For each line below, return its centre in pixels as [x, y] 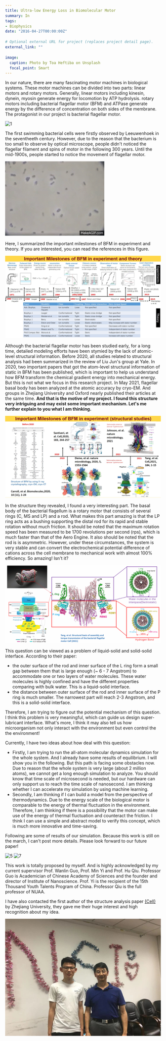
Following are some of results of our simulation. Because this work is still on [82, 835]
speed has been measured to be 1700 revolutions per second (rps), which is [83, 532]
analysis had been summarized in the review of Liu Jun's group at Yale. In [80, 362]
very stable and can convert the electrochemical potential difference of [77, 548]
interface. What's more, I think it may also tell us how [78, 722]
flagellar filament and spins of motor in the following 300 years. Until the [79, 149]
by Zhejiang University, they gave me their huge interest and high [72, 906]
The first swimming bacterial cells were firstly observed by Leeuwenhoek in [82, 133]
